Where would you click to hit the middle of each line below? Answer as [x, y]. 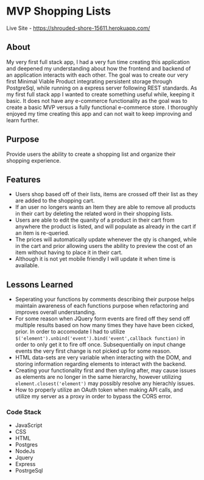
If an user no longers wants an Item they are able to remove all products [105, 207]
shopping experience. [34, 160]
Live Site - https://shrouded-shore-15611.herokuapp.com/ [78, 28]
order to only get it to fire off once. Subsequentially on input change [100, 345]
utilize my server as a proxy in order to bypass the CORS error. [93, 397]
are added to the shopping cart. [55, 201]
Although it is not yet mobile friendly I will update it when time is [95, 259]
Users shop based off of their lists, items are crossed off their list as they [106, 194]
